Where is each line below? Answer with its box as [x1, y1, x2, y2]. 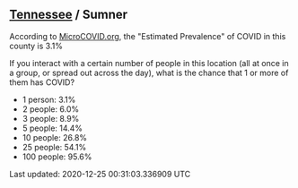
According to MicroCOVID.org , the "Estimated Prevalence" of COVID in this [9, 30, 286, 41]
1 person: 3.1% [22, 94, 76, 105]
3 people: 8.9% [22, 113, 80, 124]
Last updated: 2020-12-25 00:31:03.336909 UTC [9, 168, 191, 179]
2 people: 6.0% [22, 103, 79, 115]
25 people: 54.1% [22, 141, 87, 152]
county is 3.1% [9, 40, 63, 51]
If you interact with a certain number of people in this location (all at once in [9, 57, 289, 68]
